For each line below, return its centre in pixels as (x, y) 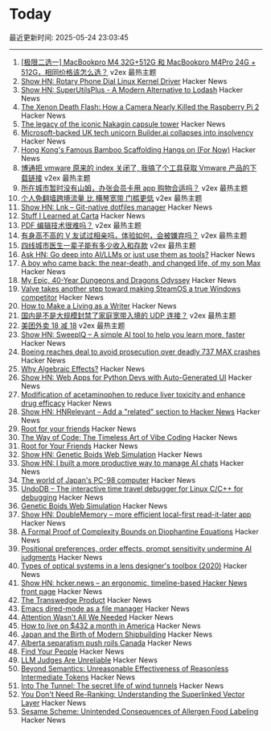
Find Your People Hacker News (72, 651)
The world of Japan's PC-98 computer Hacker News (108, 480)
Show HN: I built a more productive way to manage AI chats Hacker (132, 463)
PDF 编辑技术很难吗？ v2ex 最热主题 (81, 225)
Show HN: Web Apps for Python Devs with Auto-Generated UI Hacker (136, 377)
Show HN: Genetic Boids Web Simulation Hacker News (112, 454)
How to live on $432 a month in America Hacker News (111, 625)
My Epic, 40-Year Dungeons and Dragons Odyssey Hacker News (128, 280)
